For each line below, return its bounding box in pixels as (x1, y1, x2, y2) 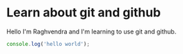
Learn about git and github (6, 5, 161, 21)
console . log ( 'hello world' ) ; (6, 40, 90, 47)
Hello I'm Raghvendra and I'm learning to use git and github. (6, 27, 177, 36)
